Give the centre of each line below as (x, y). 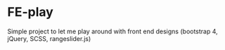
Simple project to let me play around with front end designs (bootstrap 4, (112, 31)
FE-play (31, 12)
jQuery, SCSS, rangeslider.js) (49, 38)
